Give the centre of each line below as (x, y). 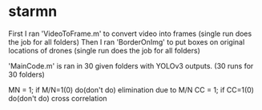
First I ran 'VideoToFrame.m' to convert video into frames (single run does (130, 33)
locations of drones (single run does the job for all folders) (104, 50)
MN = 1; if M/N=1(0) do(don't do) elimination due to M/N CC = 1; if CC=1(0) (131, 89)
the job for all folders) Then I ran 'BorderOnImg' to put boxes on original (127, 41)
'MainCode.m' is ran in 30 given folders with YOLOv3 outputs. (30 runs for (131, 65)
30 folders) (27, 74)
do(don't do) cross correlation (58, 98)
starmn (33, 12)
